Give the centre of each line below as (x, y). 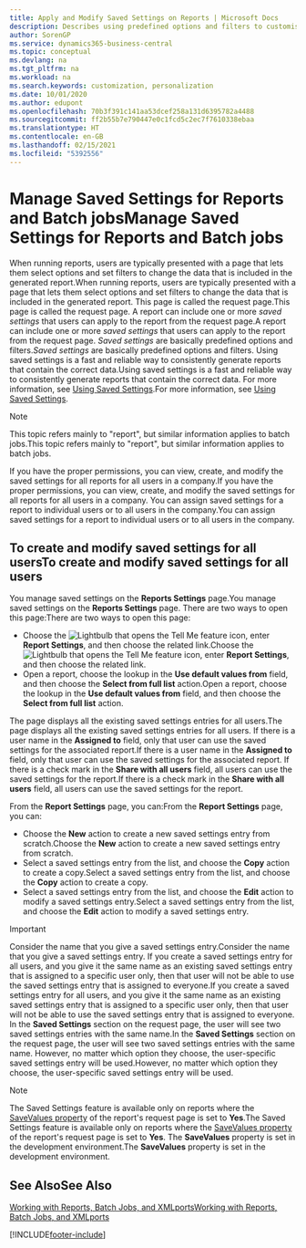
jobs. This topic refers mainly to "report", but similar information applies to (147, 443)
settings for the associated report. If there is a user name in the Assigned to (151, 750)
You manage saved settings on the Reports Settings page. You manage (143, 598)
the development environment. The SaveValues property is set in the (138, 1147)
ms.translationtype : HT (55, 129)
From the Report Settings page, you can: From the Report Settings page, (146, 806)
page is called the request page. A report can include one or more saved (146, 311)
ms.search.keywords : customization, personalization (112, 86)
